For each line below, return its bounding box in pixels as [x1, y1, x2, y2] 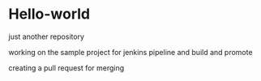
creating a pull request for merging [8, 62, 125, 73]
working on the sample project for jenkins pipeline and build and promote [8, 47, 253, 57]
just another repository [8, 32, 85, 41]
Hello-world [8, 5, 91, 23]
